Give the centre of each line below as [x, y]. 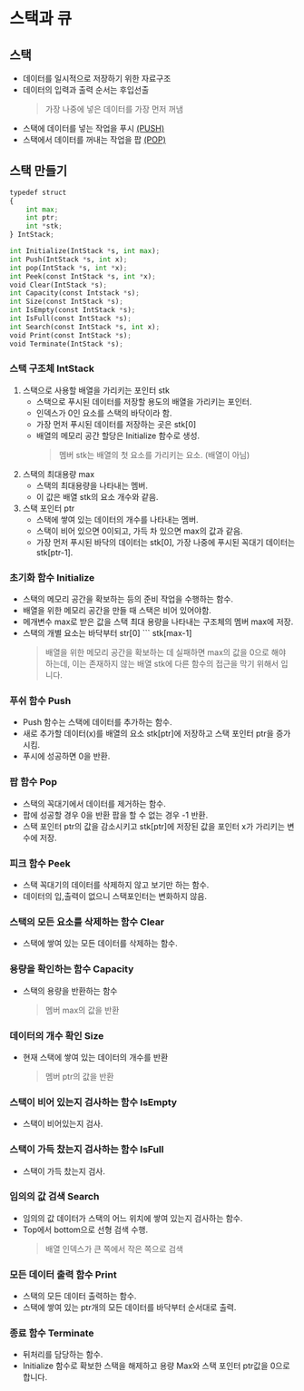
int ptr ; [42, 218]
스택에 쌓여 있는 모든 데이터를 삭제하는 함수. [100, 944]
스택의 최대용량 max [59, 474]
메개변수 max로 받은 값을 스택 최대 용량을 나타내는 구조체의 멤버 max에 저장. [158, 622]
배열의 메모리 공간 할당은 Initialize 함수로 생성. [118, 436]
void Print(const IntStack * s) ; [70, 335]
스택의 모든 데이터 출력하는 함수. [79, 1296]
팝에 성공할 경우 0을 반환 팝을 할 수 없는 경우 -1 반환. [115, 815]
